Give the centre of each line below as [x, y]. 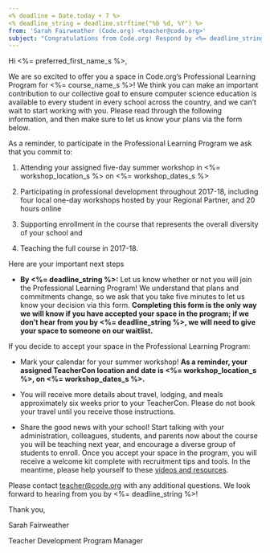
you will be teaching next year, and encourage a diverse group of [128, 444]
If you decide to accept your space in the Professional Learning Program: [129, 346]
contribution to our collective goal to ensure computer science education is [133, 94]
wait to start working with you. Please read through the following [115, 111]
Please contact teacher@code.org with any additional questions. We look [129, 485]
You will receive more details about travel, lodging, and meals [121, 395]
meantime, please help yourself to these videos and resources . [124, 470]
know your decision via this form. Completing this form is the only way [138, 305]
